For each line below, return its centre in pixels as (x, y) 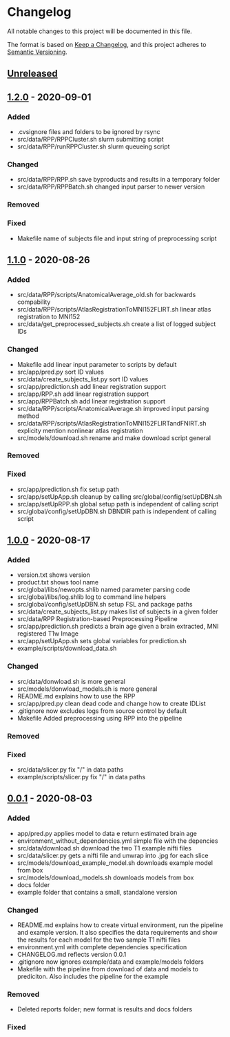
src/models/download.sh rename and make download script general (114, 438)
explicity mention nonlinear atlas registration (80, 430)
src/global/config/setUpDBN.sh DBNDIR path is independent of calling (117, 511)
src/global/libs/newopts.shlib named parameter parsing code (104, 590)
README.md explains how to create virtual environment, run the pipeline (120, 925)
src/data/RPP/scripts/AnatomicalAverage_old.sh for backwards (106, 295)
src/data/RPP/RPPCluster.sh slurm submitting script (90, 140)
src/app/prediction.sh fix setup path (68, 489)
